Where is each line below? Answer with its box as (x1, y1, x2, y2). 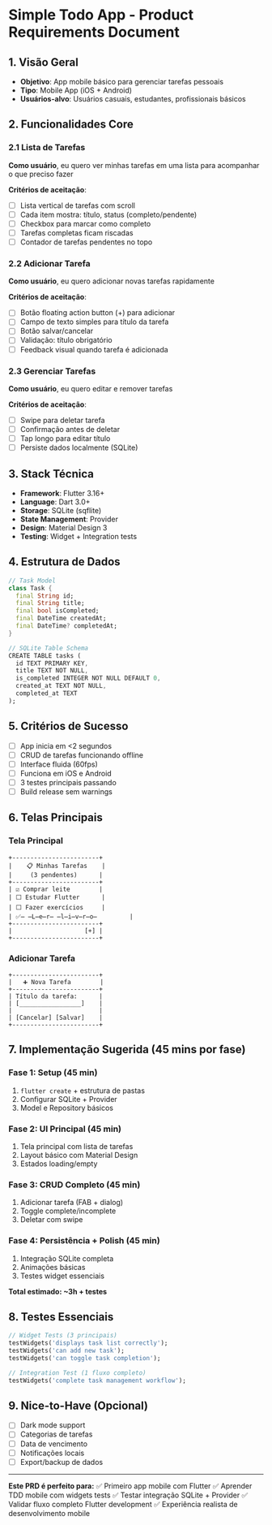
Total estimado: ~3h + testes (8, 1286, 108, 1296)
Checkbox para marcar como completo (19, 218, 151, 228)
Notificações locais (19, 1448, 85, 1458)
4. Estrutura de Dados (8, 555, 121, 569)
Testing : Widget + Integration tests (19, 531, 138, 541)
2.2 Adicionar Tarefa (8, 257, 91, 269)
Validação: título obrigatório (19, 335, 113, 345)
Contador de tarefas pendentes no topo (19, 237, 153, 247)
